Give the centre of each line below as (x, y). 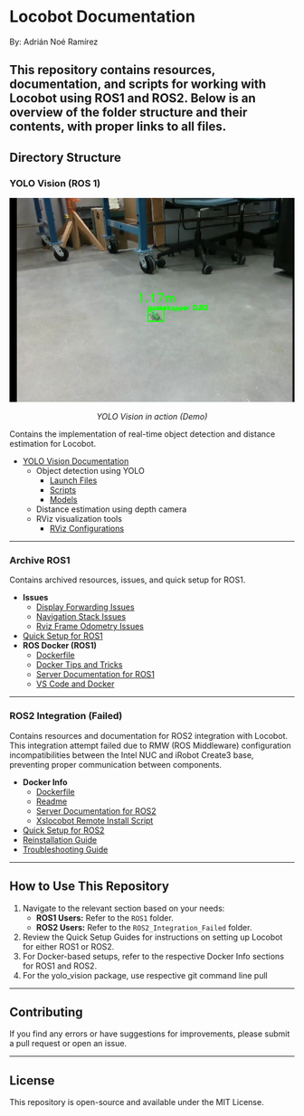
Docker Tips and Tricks (79, 665)
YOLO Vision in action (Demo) (152, 417)
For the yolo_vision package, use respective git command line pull (145, 975)
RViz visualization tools (79, 519)
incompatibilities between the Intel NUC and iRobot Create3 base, (132, 755)
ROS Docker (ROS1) (60, 646)
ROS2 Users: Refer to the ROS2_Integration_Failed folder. (144, 927)
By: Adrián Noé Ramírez (54, 42)
